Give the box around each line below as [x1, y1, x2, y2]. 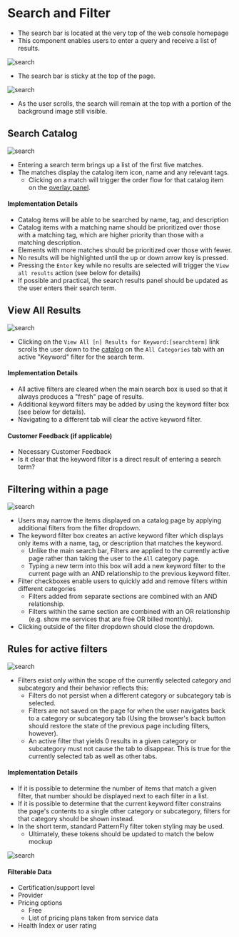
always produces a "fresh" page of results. [17, 392, 144, 401]
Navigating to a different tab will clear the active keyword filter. [17, 415, 202, 423]
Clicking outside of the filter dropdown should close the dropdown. [17, 622, 215, 630]
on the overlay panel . [28, 183, 91, 192]
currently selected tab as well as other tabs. [28, 752, 158, 760]
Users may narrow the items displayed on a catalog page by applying [17, 516, 222, 525]
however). [28, 729, 59, 738]
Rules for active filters [7, 643, 108, 655]
